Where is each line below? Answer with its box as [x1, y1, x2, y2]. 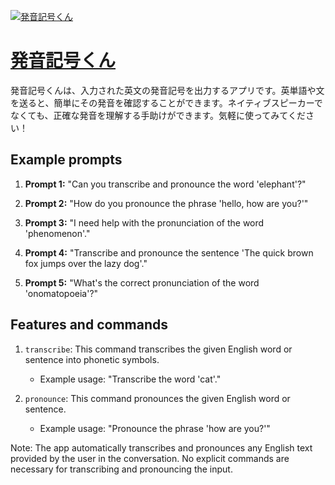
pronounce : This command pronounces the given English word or [24, 392, 291, 404]
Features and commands [10, 316, 168, 334]
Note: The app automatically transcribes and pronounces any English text [10, 441, 313, 454]
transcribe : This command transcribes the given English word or [24, 343, 293, 355]
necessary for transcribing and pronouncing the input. [10, 463, 233, 475]
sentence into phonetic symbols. [24, 353, 160, 365]
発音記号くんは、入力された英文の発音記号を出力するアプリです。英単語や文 [10, 84, 325, 96]
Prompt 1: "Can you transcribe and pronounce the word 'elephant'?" [24, 178, 307, 190]
